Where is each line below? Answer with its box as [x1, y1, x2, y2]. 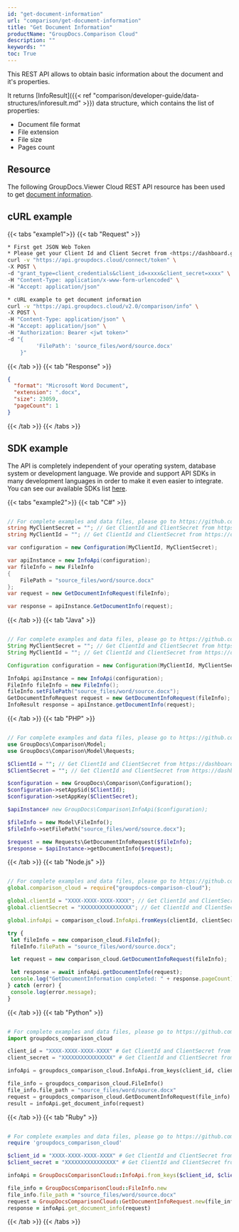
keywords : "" [7, 43, 46, 51]
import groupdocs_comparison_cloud [7, 1035, 113, 1042]
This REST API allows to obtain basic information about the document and [7, 69, 224, 78]
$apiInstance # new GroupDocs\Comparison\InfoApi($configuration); [7, 806, 208, 813]
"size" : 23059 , [14, 396, 59, 403]
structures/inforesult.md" [7, 98, 82, 107]
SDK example [7, 443, 69, 455]
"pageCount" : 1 [14, 402, 59, 409]
